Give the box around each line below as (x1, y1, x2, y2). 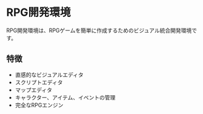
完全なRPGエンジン (15, 101, 64, 109)
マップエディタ (15, 86, 53, 93)
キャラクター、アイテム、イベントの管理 (15, 93, 116, 101)
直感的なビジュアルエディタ (15, 71, 84, 78)
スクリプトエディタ (15, 78, 63, 85)
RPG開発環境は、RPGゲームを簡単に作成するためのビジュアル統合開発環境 (6, 27, 192, 34)
